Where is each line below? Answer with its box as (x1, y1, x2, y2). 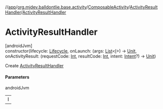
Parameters (5, 74, 29, 80)
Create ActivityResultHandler (5, 62, 64, 68)
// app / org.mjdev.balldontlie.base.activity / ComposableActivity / (5, 4, 130, 10)
